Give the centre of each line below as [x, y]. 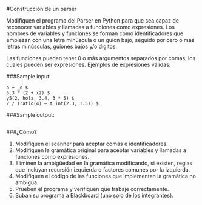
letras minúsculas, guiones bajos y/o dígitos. [62, 46]
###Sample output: [30, 115]
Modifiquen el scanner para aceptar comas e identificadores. [91, 144]
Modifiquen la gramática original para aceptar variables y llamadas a [101, 150]
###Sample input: [29, 76]
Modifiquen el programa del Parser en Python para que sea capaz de [93, 20]
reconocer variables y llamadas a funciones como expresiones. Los [90, 27]
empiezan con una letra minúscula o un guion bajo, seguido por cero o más [100, 40]
